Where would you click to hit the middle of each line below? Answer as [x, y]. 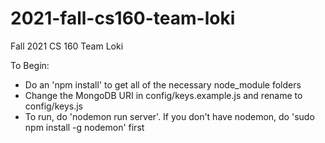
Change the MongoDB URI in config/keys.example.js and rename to [163, 95]
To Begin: [30, 65]
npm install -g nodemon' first [84, 127]
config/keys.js [53, 106]
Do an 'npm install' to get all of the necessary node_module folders [163, 84]
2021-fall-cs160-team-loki [123, 18]
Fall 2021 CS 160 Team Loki [67, 46]
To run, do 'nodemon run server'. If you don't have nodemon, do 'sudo [169, 116]
